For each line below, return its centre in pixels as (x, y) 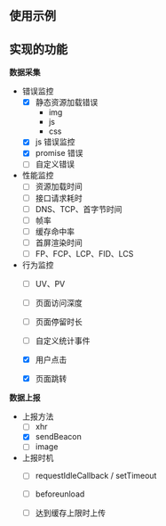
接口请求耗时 (59, 198)
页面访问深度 (59, 302)
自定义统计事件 (63, 341)
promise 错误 (59, 153)
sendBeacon (58, 437)
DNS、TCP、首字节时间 (79, 209)
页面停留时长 (59, 322)
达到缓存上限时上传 (71, 513)
